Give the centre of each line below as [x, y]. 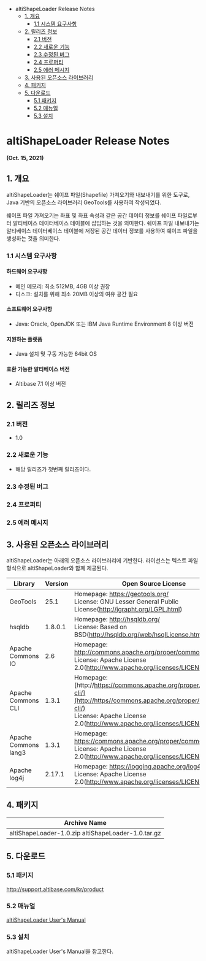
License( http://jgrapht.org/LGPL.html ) [128, 610]
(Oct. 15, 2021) [25, 158]
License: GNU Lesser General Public [126, 602]
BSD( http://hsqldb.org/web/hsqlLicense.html [139, 635]
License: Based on [101, 627]
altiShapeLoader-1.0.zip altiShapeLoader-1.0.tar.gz [85, 833]
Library [24, 584]
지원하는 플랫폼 [25, 339]
